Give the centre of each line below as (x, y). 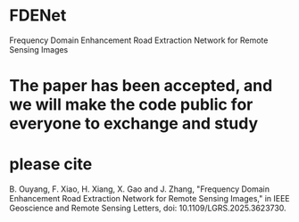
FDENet (38, 16)
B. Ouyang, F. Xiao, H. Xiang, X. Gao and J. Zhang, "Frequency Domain (140, 189)
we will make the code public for (131, 105)
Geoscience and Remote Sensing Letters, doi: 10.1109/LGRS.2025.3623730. (148, 208)
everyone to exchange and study (134, 123)
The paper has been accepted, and (141, 86)
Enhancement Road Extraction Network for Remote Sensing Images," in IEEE (149, 199)
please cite (51, 164)
